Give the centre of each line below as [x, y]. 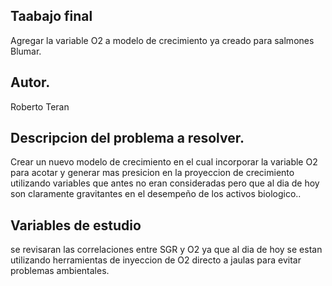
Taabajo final [51, 16]
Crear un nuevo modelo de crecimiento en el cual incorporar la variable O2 [164, 162]
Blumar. [26, 51]
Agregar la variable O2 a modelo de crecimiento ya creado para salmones [162, 40]
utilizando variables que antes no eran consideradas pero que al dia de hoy [165, 183]
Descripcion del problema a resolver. [127, 138]
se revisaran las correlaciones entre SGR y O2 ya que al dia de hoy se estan [166, 250]
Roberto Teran [40, 106]
